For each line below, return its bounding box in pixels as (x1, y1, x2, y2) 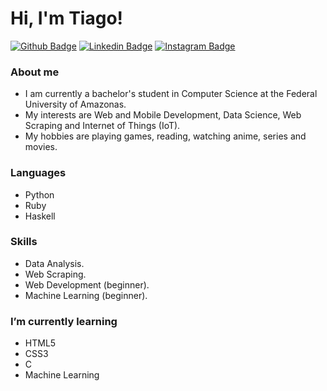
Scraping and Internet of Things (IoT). (24, 120, 181, 132)
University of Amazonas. (24, 98, 127, 111)
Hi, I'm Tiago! (10, 7, 124, 30)
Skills (10, 235, 38, 249)
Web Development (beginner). (24, 278, 150, 291)
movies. (24, 141, 58, 153)
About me (10, 65, 60, 79)
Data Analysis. (24, 257, 85, 269)
